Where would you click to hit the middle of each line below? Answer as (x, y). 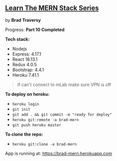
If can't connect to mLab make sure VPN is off (64, 84)
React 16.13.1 (25, 59)
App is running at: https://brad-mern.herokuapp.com (59, 153)
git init (21, 109)
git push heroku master (37, 125)
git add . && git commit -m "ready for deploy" (62, 115)
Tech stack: (18, 39)
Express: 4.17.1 (27, 54)
